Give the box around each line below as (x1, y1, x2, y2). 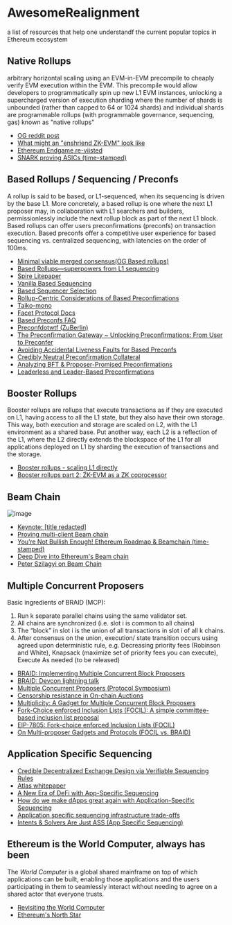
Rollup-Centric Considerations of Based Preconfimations (17, 293, 179, 302)
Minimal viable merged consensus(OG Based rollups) (17, 257, 170, 265)
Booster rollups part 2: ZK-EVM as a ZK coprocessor (17, 471, 168, 479)
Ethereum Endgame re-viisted (17, 146, 102, 154)
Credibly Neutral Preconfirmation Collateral (17, 352, 141, 361)
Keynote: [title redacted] (17, 523, 87, 531)
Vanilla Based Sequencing (17, 279, 92, 287)
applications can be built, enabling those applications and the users (7, 875, 200, 883)
